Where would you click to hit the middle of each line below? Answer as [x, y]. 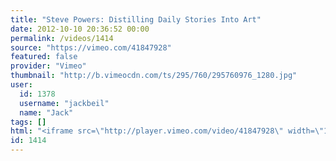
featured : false [44, 57]
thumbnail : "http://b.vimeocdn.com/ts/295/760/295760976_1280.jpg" [154, 76]
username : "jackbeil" [64, 103]
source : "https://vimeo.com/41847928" [91, 47]
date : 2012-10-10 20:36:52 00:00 [80, 29]
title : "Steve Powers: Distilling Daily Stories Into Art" [136, 19]
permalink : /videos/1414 [62, 38]
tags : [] [28, 122]
